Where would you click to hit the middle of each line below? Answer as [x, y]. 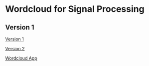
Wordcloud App [21, 58]
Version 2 [15, 49]
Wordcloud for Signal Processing [75, 9]
